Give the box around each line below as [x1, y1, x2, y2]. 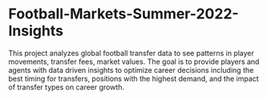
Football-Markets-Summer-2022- [8, 5, 239, 23]
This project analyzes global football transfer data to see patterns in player [8, 48, 255, 58]
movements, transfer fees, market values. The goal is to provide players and [8, 57, 260, 66]
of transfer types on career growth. [8, 82, 125, 92]
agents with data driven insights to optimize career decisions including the [8, 65, 254, 74]
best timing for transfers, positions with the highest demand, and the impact [8, 74, 259, 83]
